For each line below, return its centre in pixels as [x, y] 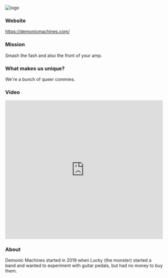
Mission [15, 44]
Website [15, 20]
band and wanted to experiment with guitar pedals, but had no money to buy [84, 265]
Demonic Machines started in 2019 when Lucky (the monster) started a [78, 260]
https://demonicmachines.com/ [37, 31]
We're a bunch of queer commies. [40, 79]
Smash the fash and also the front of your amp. [54, 55]
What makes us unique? [35, 68]
